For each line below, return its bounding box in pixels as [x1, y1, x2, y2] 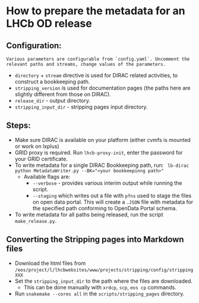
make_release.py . [14, 217, 57, 224]
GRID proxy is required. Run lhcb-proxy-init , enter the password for [14, 149, 183, 156]
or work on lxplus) [14, 143, 59, 150]
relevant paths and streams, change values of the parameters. [6, 61, 166, 67]
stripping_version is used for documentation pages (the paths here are [14, 84, 191, 91]
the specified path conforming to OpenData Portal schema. [32, 204, 177, 212]
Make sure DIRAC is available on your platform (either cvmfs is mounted [14, 136, 191, 143]
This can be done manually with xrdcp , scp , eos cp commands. [23, 283, 176, 291]
